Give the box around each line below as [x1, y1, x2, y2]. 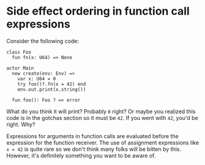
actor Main [6, 65, 34, 71]
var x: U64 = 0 [17, 75, 56, 82]
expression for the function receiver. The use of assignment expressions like [6, 139, 199, 146]
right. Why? [6, 121, 35, 128]
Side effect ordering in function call [6, 4, 190, 18]
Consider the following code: [6, 37, 80, 44]
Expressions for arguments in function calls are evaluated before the [6, 132, 179, 139]
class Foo [6, 49, 32, 55]
